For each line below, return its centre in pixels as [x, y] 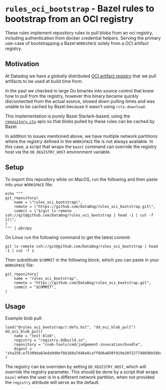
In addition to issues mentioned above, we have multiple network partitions [82, 136]
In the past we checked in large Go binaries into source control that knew [80, 91]
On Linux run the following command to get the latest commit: [68, 237]
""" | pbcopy [19, 228]
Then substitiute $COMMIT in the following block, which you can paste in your [82, 260]
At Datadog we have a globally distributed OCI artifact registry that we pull [81, 76]
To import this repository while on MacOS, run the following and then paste [82, 179]
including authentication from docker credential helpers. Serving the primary [83, 38]
